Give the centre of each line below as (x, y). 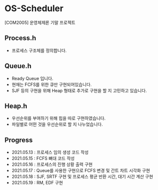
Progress (19, 140)
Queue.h (18, 66)
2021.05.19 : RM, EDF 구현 (37, 183)
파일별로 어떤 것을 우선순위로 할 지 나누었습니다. (57, 124)
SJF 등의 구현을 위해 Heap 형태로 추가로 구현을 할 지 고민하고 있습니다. (79, 90)
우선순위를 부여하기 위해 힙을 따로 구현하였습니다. (59, 118)
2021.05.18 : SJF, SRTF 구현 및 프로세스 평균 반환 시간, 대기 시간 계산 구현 (82, 177)
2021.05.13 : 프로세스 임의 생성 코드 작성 (50, 152)
